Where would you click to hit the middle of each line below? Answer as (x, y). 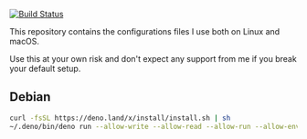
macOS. (24, 41)
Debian (30, 97)
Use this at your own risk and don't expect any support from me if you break (153, 59)
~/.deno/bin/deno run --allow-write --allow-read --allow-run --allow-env (155, 126)
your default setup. (45, 69)
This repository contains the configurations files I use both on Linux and (145, 31)
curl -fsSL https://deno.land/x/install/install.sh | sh (120, 118)
